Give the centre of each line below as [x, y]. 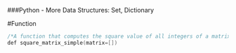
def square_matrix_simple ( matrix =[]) [63, 43]
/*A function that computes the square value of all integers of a [108, 36]
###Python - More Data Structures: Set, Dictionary [81, 10]
